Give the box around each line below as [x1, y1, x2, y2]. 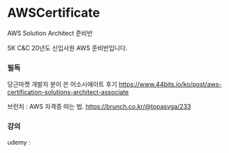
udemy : [7, 138, 31, 146]
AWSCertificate [7, 5, 100, 21]
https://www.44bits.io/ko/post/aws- [118, 80, 222, 89]
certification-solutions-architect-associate [7, 88, 129, 96]
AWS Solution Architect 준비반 [7, 29, 93, 37]
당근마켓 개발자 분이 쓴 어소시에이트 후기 [7, 80, 117, 89]
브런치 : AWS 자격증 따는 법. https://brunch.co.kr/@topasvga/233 [7, 103, 191, 111]
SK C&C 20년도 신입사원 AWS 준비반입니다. [7, 43, 128, 52]
